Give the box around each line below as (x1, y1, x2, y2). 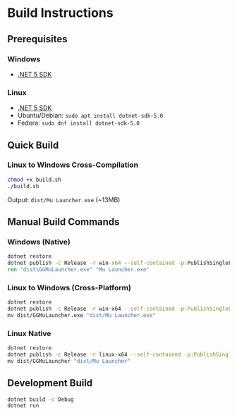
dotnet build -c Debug (7, 396, 74, 403)
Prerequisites (7, 33, 68, 45)
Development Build (7, 377, 93, 389)
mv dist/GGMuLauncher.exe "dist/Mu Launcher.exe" (7, 311, 157, 318)
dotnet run (7, 402, 39, 409)
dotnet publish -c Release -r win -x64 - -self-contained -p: (7, 259, 188, 267)
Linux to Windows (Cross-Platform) (7, 283, 132, 292)
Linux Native (7, 328, 51, 338)
